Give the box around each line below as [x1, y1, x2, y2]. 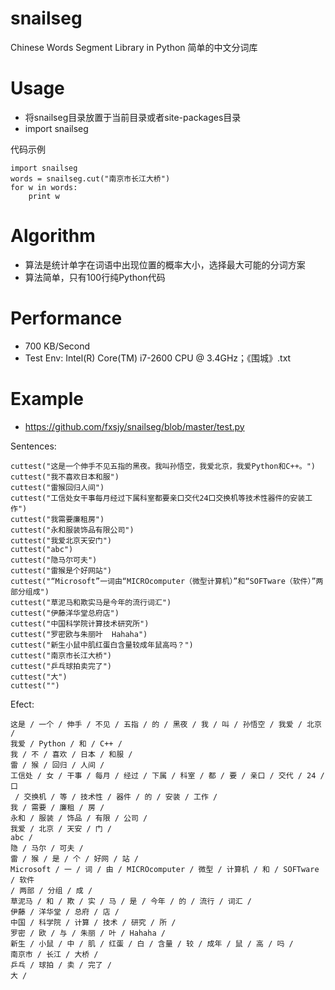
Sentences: [10, 440, 57, 452]
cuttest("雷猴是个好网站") [10, 565, 112, 576]
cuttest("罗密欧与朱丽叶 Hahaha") [10, 629, 148, 639]
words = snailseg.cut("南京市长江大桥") [10, 173, 171, 184]
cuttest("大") [10, 672, 68, 682]
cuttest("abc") [10, 544, 74, 554]
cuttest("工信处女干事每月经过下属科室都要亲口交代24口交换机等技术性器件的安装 [10, 493, 306, 503]
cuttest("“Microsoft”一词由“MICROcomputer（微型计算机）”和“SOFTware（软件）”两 [10, 576, 324, 586]
